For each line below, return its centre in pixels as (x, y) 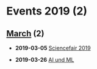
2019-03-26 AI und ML (45, 60)
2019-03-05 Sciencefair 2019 (53, 48)
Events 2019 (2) (47, 11)
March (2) (25, 34)
